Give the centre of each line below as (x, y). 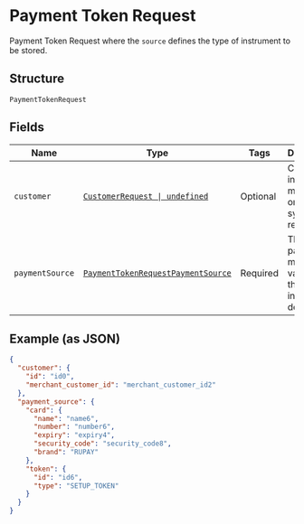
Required (259, 273)
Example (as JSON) (65, 338)
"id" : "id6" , (58, 477)
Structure (37, 79)
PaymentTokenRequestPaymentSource (157, 273)
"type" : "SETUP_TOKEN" (76, 486)
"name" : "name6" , (66, 418)
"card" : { (44, 410)
